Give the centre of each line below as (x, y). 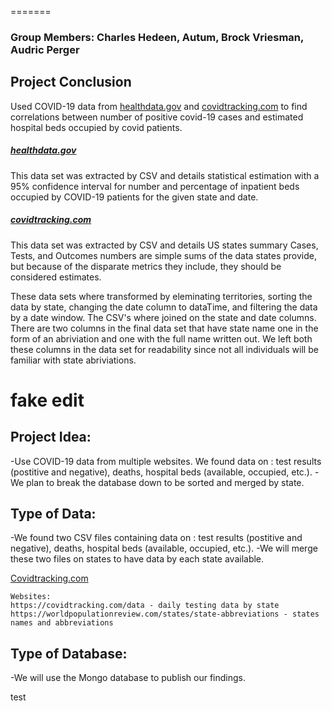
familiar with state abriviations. (73, 360)
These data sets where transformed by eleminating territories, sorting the (161, 296)
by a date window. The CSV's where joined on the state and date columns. (163, 317)
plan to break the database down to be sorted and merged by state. (165, 482)
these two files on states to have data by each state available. (137, 559)
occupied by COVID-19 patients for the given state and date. (134, 197)
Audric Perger (45, 49)
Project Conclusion (71, 82)
